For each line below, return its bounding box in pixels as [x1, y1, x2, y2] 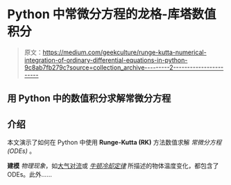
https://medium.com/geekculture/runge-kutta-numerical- [42, 48, 207, 56]
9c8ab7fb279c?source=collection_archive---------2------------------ [24, 63, 224, 72]
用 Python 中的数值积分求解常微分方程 [7, 92, 171, 104]
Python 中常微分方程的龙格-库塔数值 [7, 6, 216, 22]
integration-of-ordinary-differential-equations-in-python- [24, 56, 188, 64]
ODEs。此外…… [7, 170, 52, 179]
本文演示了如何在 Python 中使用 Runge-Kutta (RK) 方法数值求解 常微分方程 [7, 138, 222, 147]
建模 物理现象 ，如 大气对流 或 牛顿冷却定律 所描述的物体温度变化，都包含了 [7, 161, 219, 170]
